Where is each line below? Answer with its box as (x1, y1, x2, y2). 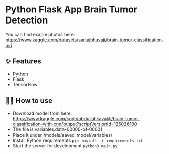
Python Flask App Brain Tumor (5, 4, 137, 15)
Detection (5, 14, 48, 26)
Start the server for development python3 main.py (12, 142, 118, 149)
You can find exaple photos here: (5, 31, 75, 37)
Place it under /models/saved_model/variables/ (12, 131, 113, 138)
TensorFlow (12, 81, 38, 87)
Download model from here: (12, 110, 72, 116)
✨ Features (5, 57, 41, 66)
